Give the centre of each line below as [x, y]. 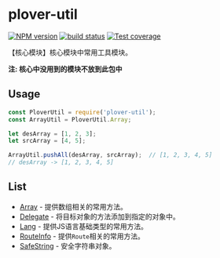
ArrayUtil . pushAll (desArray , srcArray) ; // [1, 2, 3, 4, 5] [110, 155]
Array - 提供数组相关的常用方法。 [73, 206]
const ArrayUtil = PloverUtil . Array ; [70, 119]
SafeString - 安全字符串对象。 [68, 245]
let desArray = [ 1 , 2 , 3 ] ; [52, 134]
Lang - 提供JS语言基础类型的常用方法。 [83, 226]
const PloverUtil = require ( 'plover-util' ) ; [82, 112]
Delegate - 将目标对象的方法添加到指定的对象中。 [99, 216]
